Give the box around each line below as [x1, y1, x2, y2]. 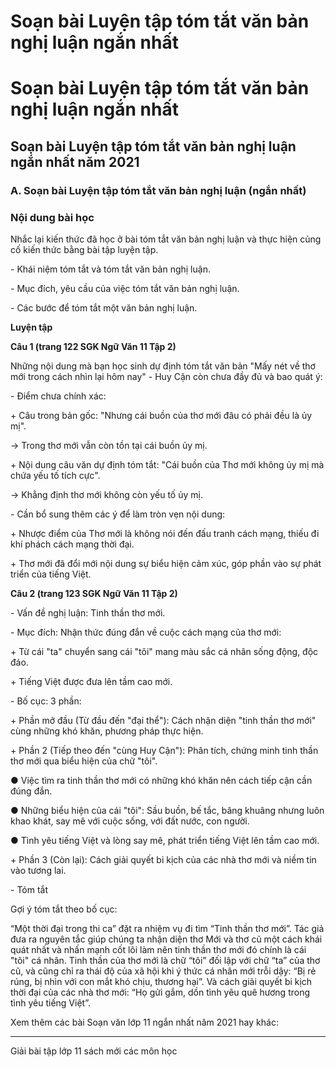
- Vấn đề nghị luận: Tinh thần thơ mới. [10, 606, 166, 619]
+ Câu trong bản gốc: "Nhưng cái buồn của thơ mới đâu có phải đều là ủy [10, 409, 313, 421]
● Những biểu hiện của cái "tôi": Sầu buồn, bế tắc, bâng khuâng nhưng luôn [10, 804, 325, 816]
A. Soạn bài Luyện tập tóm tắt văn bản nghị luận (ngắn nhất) [10, 183, 307, 197]
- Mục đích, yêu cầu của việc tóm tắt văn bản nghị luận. [10, 282, 240, 294]
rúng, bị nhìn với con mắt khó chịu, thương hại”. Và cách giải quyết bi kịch [10, 975, 313, 987]
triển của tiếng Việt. [10, 568, 92, 580]
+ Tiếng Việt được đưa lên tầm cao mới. [10, 675, 173, 687]
